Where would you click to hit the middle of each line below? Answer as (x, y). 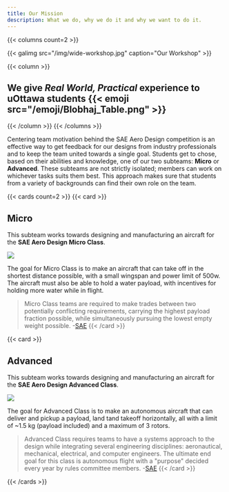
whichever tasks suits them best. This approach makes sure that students (112, 176)
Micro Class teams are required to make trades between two (110, 304)
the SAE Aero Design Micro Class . (56, 243)
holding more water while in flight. (56, 291)
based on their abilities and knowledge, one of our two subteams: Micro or (113, 161)
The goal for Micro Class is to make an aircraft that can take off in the (106, 269)
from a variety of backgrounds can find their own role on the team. (102, 183)
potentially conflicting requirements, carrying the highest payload (117, 311)
